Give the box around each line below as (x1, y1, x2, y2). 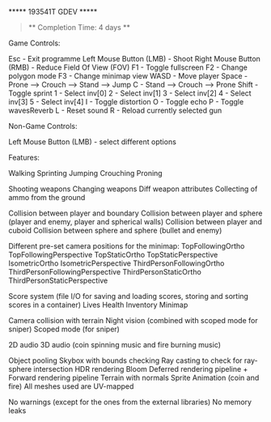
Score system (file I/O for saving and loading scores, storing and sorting (8, 292, 249, 301)
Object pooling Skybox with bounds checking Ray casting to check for (8, 356, 243, 365)
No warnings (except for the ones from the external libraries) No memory (8, 397, 252, 407)
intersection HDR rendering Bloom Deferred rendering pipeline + (33, 364, 248, 373)
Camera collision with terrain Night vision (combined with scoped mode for (8, 316, 258, 325)
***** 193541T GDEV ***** (8, 7, 98, 16)
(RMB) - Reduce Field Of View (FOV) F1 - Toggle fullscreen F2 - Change (8, 62, 248, 72)
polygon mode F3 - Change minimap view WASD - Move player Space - (8, 71, 248, 80)
